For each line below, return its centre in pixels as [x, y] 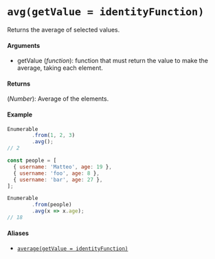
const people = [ [32, 161]
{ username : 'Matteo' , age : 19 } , [63, 166]
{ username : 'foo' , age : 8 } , [56, 173]
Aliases [18, 233]
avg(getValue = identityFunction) [106, 12]
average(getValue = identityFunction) [72, 249]
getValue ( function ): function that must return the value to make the [112, 61]
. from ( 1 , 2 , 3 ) [54, 136]
